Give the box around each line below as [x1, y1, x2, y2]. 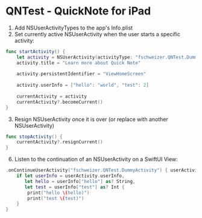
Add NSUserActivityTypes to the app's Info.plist [14, 24, 133, 31]
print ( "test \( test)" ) [27, 195, 84, 201]
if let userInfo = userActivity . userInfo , [16, 173, 125, 179]
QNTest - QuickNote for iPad [5, 4, 151, 18]
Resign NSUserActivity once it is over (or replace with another [14, 116, 168, 123]
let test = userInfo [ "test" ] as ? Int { [24, 184, 125, 190]
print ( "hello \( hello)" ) [27, 190, 90, 196]
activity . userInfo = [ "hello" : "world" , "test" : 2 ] [16, 83, 149, 89]
